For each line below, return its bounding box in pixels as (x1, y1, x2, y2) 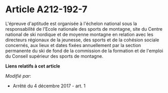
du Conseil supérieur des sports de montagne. (5, 53, 103, 59)
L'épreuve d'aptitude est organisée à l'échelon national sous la (5, 20, 137, 27)
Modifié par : (5, 73, 32, 79)
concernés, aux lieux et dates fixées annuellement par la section (5, 42, 141, 48)
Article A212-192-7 (5, 4, 88, 15)
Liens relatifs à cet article (5, 63, 60, 69)
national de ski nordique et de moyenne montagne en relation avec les (5, 31, 154, 37)
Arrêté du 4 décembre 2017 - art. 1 (12, 83, 86, 89)
